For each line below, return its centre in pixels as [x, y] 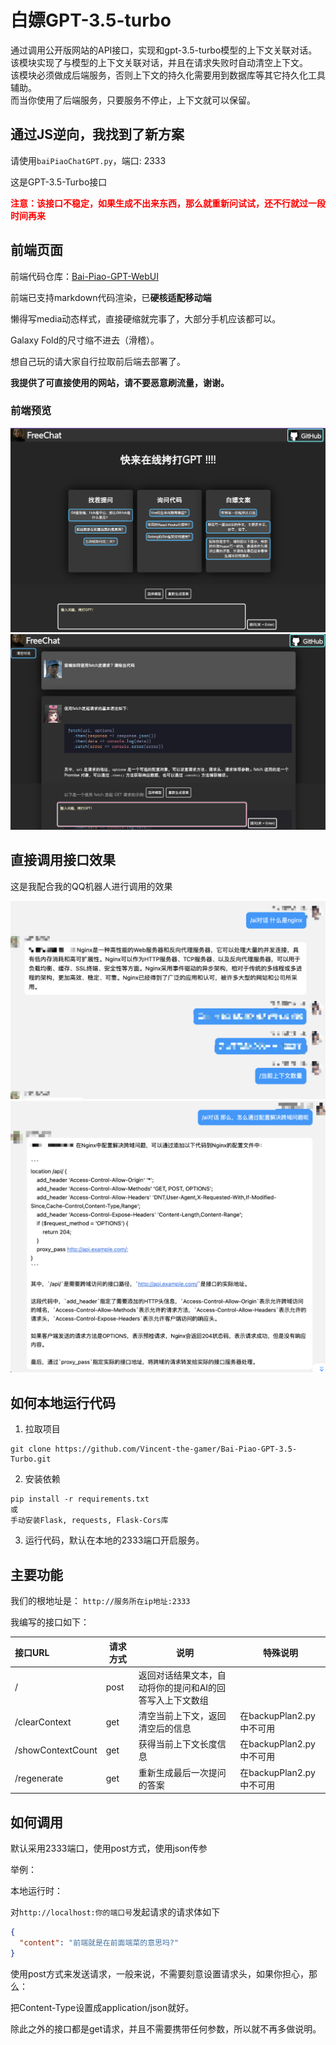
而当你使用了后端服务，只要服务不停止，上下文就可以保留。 [133, 100]
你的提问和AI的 [186, 1687]
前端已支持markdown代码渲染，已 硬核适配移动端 [111, 297]
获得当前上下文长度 [178, 1744]
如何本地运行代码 [63, 1402]
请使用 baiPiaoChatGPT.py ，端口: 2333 [88, 160]
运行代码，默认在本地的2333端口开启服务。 [114, 1540]
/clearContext [43, 1722]
